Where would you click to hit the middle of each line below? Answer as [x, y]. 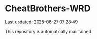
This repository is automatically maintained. [49, 31]
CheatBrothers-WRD [48, 9]
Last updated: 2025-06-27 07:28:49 [41, 22]
